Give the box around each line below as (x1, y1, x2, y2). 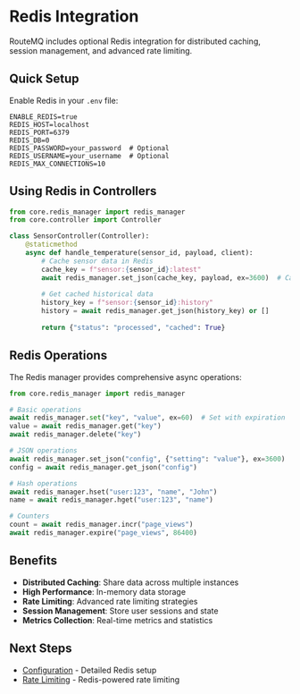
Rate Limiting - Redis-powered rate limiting (21, 673, 180, 685)
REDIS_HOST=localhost (9, 120, 90, 129)
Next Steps (9, 641, 72, 656)
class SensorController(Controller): (9, 232, 150, 241)
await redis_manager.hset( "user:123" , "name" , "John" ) (9, 487, 218, 496)
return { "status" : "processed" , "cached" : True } (41, 323, 226, 332)
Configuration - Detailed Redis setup (21, 664, 157, 675)
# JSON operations (9, 446, 78, 455)
